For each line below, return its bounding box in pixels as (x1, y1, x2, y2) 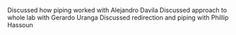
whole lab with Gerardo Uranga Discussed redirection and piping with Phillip (7, 13, 229, 22)
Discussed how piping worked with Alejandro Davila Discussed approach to (7, 6, 228, 14)
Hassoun (7, 21, 33, 29)
